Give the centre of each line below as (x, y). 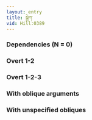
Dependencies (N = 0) (40, 44)
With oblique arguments (43, 94)
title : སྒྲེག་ (20, 18)
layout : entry (24, 12)
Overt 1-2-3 (24, 77)
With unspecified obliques (46, 110)
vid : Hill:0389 (26, 23)
